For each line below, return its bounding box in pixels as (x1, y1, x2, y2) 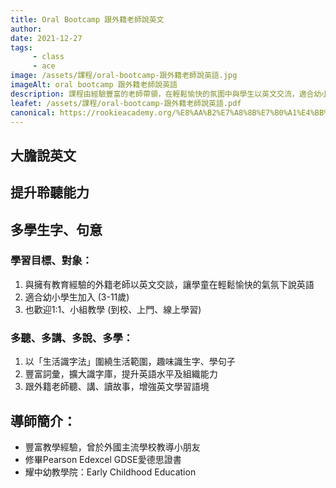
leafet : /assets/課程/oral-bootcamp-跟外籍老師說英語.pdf (10, 98, 242, 108)
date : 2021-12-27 (10, 33, 83, 43)
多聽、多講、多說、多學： (10, 331, 134, 345)
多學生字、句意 (10, 221, 103, 238)
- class (32, 52, 65, 62)
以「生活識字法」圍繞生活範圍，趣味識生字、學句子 (24, 356, 236, 368)
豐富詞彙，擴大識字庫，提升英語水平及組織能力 (24, 368, 218, 380)
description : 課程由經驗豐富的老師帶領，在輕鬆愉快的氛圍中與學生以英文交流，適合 (10, 89, 315, 99)
